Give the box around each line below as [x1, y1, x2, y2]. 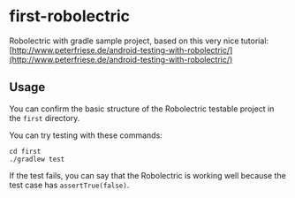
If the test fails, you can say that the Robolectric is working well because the [9, 170, 287, 180]
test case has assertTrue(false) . [9, 179, 130, 190]
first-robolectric [9, 6, 131, 27]
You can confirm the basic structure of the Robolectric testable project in [9, 103, 275, 114]
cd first [9, 147, 42, 156]
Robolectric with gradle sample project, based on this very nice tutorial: [9, 35, 269, 46]
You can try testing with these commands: [9, 130, 163, 141]
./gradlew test [9, 155, 65, 164]
